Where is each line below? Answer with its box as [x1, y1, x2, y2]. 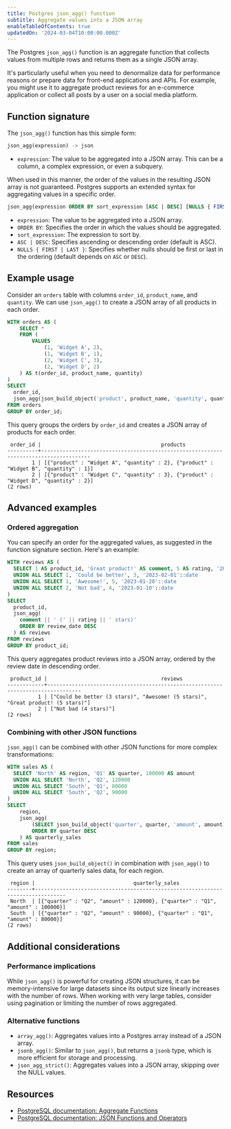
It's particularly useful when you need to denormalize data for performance [7, 69, 221, 77]
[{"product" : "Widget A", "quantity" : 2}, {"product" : [43, 459, 214, 466]
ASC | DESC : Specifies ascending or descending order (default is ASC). [16, 238, 217, 246]
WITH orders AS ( [7, 318, 57, 326]
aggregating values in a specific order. [7, 190, 116, 198]
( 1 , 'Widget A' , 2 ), [43, 344, 103, 351]
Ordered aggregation [7, 523, 79, 532]
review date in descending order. [7, 662, 100, 670]
